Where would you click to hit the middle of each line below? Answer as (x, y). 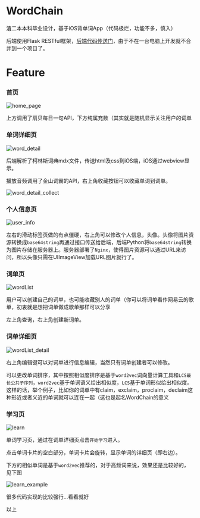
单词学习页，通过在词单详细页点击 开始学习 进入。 (65, 439)
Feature (26, 73)
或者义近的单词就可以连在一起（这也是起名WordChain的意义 (96, 397)
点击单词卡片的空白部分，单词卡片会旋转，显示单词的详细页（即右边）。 (93, 452)
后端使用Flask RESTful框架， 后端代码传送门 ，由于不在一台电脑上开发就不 (96, 40)
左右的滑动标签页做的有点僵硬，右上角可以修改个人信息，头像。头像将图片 (97, 235)
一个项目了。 (32, 48)
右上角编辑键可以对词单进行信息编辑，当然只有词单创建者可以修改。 (90, 362)
